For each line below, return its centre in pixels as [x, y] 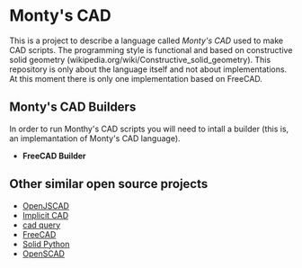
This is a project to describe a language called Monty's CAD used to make [147, 40]
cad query [41, 225]
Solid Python [46, 244]
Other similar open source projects [109, 184]
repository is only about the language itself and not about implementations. [148, 69]
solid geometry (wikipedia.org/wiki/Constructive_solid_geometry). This [140, 59]
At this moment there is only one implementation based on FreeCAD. [136, 78]
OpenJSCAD [46, 205]
